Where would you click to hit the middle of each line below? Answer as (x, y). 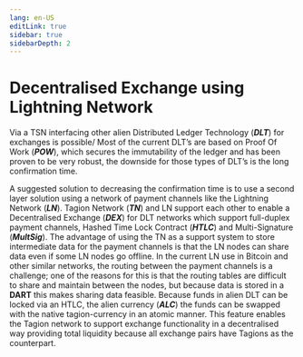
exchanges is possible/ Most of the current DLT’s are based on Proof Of (143, 143)
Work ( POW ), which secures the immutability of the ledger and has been (145, 152)
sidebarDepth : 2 (40, 43)
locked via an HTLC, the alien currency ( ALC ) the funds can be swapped (145, 304)
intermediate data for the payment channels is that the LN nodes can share (149, 247)
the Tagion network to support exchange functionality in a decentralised (144, 324)
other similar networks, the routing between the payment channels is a (142, 266)
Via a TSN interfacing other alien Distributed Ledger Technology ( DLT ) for (147, 133)
